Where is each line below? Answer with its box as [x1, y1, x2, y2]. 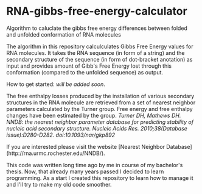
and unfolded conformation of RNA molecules [6, 31, 122, 38]
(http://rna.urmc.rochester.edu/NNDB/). [6, 149, 105, 157]
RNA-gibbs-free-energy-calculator [6, 4, 187, 18]
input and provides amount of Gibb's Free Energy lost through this [6, 62, 172, 70]
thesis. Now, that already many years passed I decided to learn [6, 168, 164, 175]
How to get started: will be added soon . [6, 81, 105, 88]
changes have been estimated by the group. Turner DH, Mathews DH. [6, 112, 181, 119]
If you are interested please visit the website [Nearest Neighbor [6, 143, 165, 150]
